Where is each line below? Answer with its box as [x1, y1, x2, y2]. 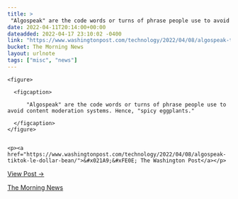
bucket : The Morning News [7, 43, 84, 50]
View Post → [7, 169, 45, 178]
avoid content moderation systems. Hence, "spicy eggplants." [7, 107, 195, 114]
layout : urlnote [7, 50, 55, 58]
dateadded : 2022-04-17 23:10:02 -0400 [7, 30, 122, 38]
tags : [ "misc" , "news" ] [7, 57, 78, 64]
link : [7, 37, 23, 44]
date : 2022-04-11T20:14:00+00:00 [7, 23, 106, 31]
